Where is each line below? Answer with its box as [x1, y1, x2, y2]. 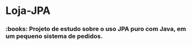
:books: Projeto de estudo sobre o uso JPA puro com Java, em [5, 25, 186, 33]
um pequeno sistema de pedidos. [5, 32, 103, 40]
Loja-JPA [5, 4, 51, 17]
